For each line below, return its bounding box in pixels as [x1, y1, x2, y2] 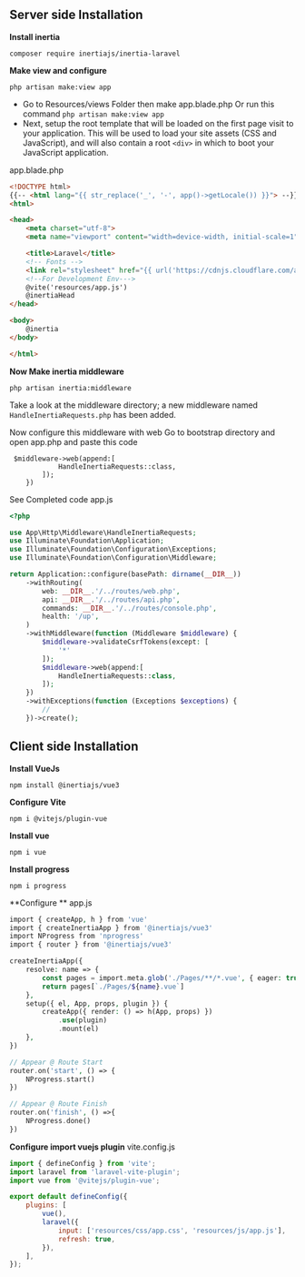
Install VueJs [9, 763, 61, 774]
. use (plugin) [57, 1016, 107, 1025]
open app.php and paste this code [9, 436, 138, 447]
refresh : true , [57, 1234, 116, 1243]
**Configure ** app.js [9, 897, 93, 908]
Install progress [9, 864, 70, 875]
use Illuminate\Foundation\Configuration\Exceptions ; [9, 545, 218, 554]
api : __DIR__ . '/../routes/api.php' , [42, 595, 181, 604]
